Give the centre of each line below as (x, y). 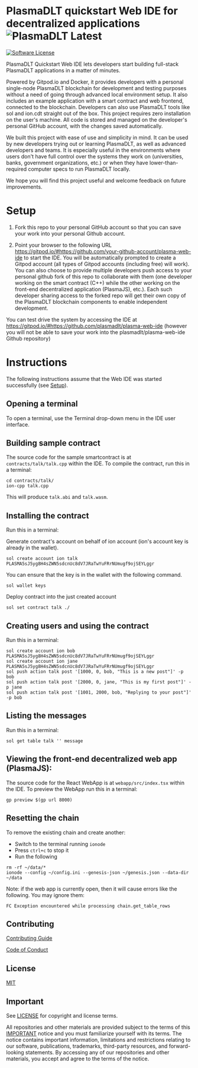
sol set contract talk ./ (38, 608)
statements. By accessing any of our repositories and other (98, 1052)
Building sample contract (53, 443)
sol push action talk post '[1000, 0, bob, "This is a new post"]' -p (95, 672)
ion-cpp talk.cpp (27, 486)
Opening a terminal (42, 404)
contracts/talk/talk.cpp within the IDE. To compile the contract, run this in (98, 463)
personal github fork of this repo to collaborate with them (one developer (103, 276)
